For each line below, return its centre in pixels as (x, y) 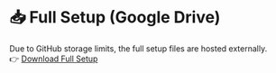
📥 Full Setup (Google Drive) (115, 18)
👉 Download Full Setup (54, 59)
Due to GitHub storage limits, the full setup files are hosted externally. (138, 48)
